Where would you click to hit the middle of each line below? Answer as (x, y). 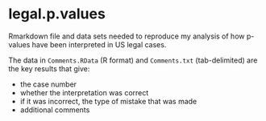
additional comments (55, 110)
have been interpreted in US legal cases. (99, 44)
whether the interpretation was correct (84, 92)
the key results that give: (49, 68)
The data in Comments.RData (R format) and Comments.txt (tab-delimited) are (133, 60)
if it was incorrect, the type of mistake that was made (108, 101)
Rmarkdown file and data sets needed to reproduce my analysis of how (127, 36)
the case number (48, 84)
